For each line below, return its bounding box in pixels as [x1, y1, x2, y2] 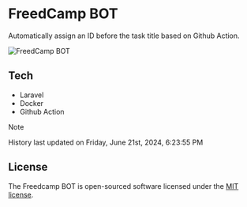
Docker [19, 98, 44, 107]
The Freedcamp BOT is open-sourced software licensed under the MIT [8, 181, 239, 190]
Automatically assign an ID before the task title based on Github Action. [8, 31, 240, 40]
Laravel [19, 90, 44, 100]
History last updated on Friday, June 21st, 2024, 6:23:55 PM [8, 137, 204, 147]
